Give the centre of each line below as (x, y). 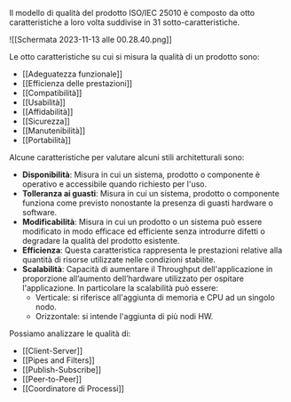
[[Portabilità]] (46, 140)
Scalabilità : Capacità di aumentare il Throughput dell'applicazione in (147, 269)
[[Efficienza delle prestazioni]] (77, 83)
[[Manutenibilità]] (54, 131)
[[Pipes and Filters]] (58, 360)
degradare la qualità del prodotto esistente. (101, 241)
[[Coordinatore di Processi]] (73, 389)
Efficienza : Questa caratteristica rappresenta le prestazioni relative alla (152, 250)
